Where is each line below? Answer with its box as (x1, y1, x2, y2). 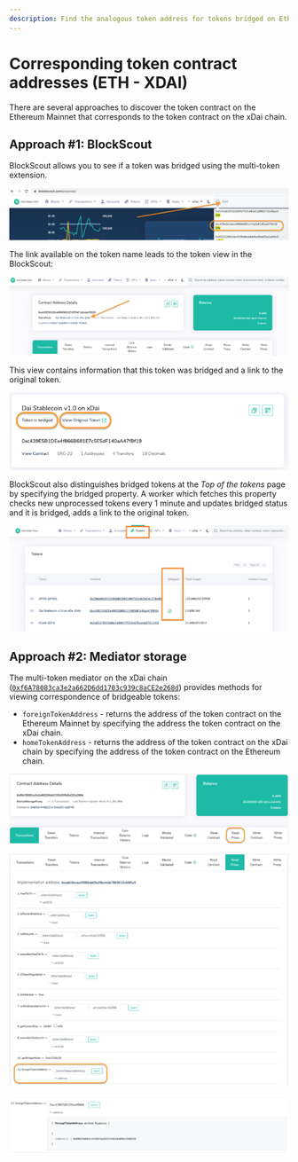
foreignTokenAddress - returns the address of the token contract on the (21, 709, 282, 719)
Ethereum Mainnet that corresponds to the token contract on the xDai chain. (9, 111, 287, 122)
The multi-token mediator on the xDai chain (9, 672, 169, 683)
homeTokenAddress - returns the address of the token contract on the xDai (21, 737, 288, 748)
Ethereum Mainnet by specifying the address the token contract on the (21, 718, 281, 729)
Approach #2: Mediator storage (9, 648, 188, 664)
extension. (9, 169, 48, 181)
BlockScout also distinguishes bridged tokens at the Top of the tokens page (9, 479, 286, 490)
